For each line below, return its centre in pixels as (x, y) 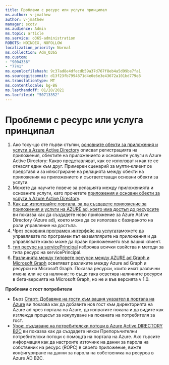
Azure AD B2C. (28, 358)
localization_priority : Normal (38, 48)
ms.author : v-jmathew (28, 15)
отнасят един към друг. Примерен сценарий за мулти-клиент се (82, 166)
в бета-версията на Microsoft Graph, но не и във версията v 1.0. (81, 279)
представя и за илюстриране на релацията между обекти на (78, 172)
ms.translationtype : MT (30, 81)
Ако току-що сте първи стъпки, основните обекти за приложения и (85, 144)
